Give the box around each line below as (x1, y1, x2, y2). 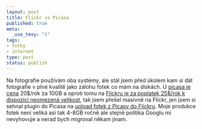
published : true (6, 20, 47, 26)
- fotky (6, 43, 26, 49)
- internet (6, 49, 34, 55)
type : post (6, 54, 34, 60)
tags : (6, 37, 20, 43)
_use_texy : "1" (12, 32, 50, 38)
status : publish (6, 60, 47, 66)
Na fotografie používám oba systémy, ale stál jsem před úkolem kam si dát (6, 77, 193, 84)
